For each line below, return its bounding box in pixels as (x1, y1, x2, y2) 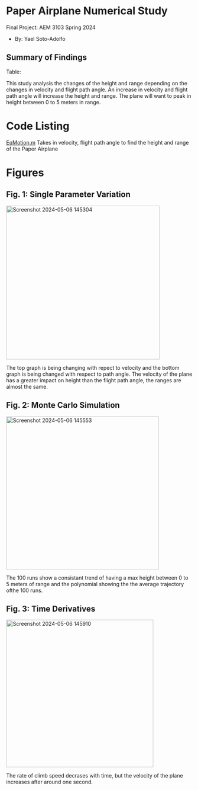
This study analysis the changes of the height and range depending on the (6, 79, 188, 87)
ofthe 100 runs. (6, 587, 43, 594)
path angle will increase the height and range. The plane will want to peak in (6, 92, 191, 99)
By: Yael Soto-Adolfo (14, 35, 66, 42)
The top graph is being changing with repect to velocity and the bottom (6, 364, 180, 371)
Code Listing (6, 119, 70, 133)
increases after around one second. (6, 778, 93, 786)
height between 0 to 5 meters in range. (6, 98, 101, 105)
